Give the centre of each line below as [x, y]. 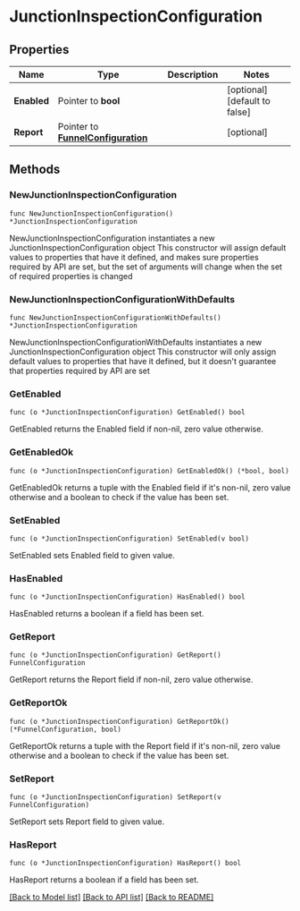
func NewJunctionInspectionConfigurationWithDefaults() [115, 318]
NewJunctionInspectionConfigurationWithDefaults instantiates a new [136, 342]
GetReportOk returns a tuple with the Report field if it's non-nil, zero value [145, 745]
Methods [35, 170]
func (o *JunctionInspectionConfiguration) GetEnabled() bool [127, 413]
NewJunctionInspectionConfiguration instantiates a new [112, 238]
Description [193, 75]
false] [239, 112]
